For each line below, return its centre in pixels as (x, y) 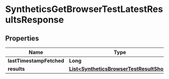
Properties (22, 38)
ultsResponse (35, 20)
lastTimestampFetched (36, 61)
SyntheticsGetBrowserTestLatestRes (84, 9)
